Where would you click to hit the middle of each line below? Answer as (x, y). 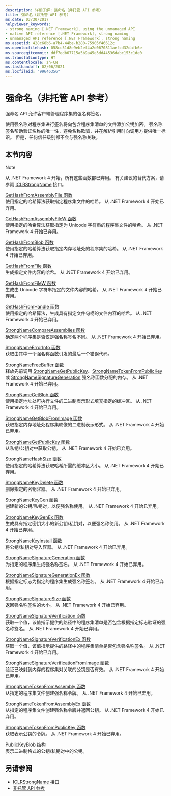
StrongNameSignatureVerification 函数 (46, 615)
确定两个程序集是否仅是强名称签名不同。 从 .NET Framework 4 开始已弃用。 (85, 337)
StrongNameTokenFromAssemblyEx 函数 (48, 704)
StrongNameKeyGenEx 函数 (34, 517)
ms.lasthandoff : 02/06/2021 (35, 67)
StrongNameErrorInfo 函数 (33, 347)
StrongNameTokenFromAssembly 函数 (45, 686)
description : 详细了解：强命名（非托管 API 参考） (54, 10)
